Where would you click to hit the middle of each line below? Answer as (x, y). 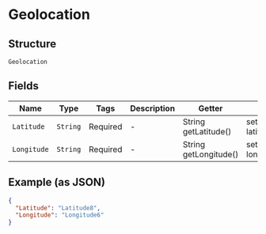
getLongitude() (211, 154)
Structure (32, 44)
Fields (24, 86)
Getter (211, 108)
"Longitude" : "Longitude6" (60, 215)
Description (153, 108)
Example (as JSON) (57, 182)
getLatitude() (207, 131)
